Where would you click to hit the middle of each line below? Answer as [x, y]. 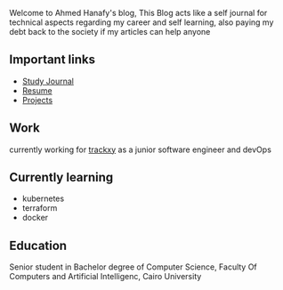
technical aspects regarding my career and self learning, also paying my [141, 22]
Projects [37, 100]
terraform [40, 208]
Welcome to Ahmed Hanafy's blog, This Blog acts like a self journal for [138, 13]
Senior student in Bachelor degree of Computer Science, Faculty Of [133, 267]
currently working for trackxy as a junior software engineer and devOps [140, 149]
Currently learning [61, 177]
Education [38, 245]
